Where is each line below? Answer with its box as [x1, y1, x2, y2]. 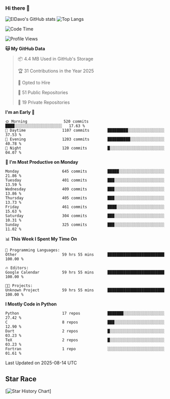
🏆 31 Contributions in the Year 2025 [17, 68, 94, 74]
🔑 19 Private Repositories [17, 99, 70, 106]
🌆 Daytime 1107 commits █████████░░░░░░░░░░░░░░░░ [5, 128, 165, 133]
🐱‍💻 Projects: [5, 283, 33, 289]
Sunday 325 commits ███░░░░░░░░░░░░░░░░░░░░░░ [5, 222, 165, 228]
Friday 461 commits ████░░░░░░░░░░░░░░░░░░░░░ [5, 204, 165, 210]
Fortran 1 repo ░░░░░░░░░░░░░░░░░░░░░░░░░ [5, 347, 165, 352]
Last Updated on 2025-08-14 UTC [5, 360, 77, 366]
